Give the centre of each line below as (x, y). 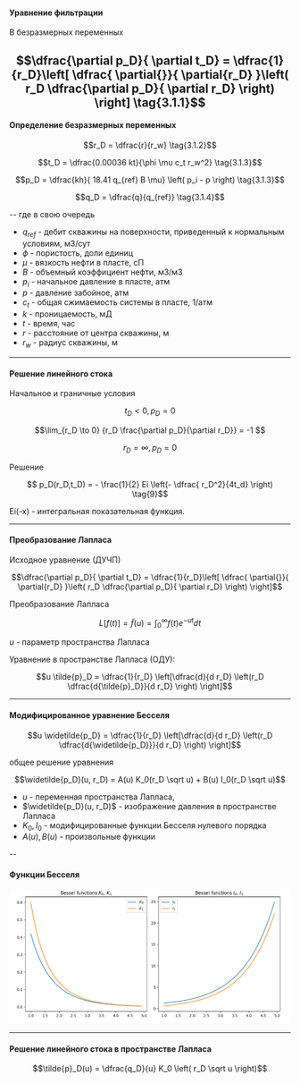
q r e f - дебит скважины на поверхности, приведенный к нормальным (153, 233)
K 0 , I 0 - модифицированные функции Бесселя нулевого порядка (144, 826)
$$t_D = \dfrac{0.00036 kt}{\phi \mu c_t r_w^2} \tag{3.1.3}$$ (150, 162)
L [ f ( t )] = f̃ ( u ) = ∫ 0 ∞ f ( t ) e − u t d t (150, 623)
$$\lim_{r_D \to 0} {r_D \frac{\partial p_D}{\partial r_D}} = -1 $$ (150, 430)
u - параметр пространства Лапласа (79, 642)
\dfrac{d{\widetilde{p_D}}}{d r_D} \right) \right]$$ (150, 745)
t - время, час (49, 324)
